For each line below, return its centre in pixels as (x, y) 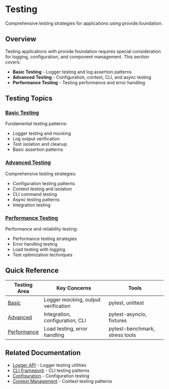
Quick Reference (32, 271)
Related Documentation (43, 353)
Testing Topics (29, 99)
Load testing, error (66, 328)
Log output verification (36, 139)
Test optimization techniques (43, 255)
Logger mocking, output (72, 300)
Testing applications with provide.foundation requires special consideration (83, 51)
